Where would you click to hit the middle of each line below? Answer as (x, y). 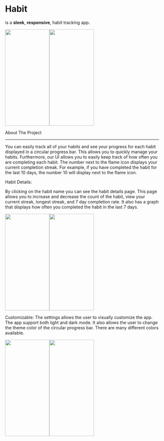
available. (15, 333)
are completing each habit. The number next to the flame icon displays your (81, 162)
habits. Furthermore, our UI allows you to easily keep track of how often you (81, 157)
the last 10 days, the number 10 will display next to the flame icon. (71, 173)
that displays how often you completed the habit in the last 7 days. (72, 207)
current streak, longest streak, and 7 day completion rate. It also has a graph (82, 202)
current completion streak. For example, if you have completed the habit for (81, 167)
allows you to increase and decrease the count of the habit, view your (75, 197)
